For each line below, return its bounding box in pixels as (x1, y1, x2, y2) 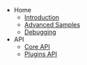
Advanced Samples (24, 21, 81, 28)
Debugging (24, 28, 57, 36)
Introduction (24, 13, 60, 21)
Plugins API (24, 50, 58, 58)
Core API (24, 43, 50, 50)
